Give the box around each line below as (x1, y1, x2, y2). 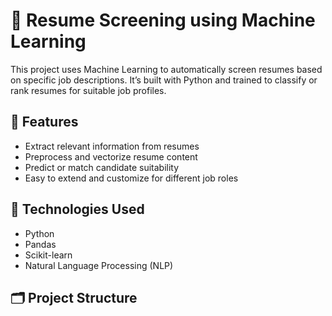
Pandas (24, 238, 57, 250)
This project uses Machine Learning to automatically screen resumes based (10, 63, 323, 75)
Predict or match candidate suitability (24, 161, 180, 173)
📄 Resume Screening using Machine (10, 9, 316, 32)
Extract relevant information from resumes (24, 140, 200, 152)
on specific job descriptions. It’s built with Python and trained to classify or (10, 74, 318, 86)
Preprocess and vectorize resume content (24, 150, 198, 163)
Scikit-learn (24, 249, 73, 261)
